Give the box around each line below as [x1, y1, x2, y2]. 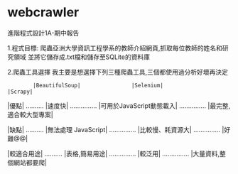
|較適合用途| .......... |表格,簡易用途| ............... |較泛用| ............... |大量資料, [7, 149, 220, 158]
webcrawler [7, 4, 80, 21]
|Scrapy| [7, 88, 33, 95]
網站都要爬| [13, 158, 48, 167]
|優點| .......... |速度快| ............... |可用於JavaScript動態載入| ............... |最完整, [7, 101, 231, 110]
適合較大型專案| [7, 110, 53, 119]
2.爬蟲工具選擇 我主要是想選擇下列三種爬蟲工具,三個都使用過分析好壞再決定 [7, 67, 229, 76]
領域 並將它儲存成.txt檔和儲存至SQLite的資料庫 [13, 53, 151, 61]
